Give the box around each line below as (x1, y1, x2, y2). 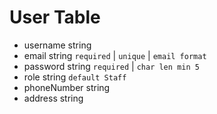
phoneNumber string (23, 81, 111, 93)
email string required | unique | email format (23, 49, 207, 61)
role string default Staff (23, 71, 127, 83)
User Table (9, 6, 101, 29)
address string (23, 92, 84, 104)
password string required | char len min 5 (23, 60, 200, 72)
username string (23, 39, 92, 51)
